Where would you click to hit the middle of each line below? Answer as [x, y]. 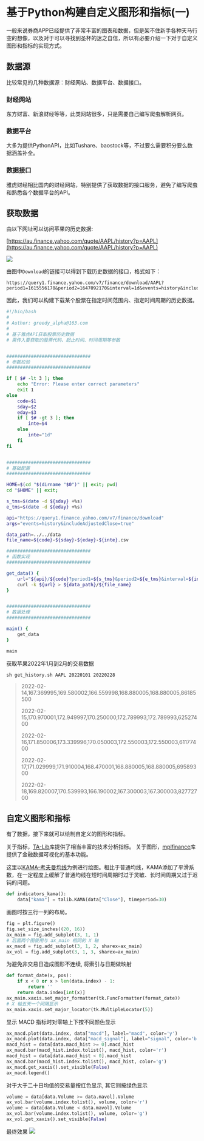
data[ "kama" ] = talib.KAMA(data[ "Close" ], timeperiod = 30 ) [92, 900]
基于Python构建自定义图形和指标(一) [98, 12]
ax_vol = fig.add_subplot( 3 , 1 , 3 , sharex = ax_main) [73, 952]
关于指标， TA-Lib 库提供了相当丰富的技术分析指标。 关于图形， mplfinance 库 [101, 847]
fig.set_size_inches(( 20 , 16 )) [46, 929]
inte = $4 [38, 424]
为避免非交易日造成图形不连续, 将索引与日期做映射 [69, 964]
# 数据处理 [18, 612]
